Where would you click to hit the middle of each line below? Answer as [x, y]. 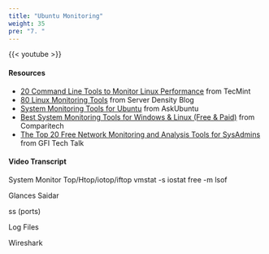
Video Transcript [37, 162]
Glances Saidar [34, 195]
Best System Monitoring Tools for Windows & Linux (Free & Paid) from [137, 117]
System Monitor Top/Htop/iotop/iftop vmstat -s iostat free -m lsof [118, 179]
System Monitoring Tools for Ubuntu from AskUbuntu [109, 108]
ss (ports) [25, 211]
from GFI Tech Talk [52, 142]
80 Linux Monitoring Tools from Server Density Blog [107, 99]
